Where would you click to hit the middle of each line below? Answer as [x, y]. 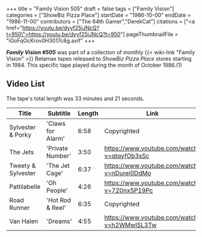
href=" [14, 28]
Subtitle [59, 113]
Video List [26, 84]
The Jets [22, 152]
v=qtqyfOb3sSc [127, 156]
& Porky [20, 135]
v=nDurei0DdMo [128, 173]
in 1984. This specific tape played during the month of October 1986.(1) [94, 65]
